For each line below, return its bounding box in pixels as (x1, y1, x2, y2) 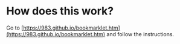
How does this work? (6, 4, 114, 18)
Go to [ (6, 24, 24, 31)
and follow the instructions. (106, 30, 174, 37)
